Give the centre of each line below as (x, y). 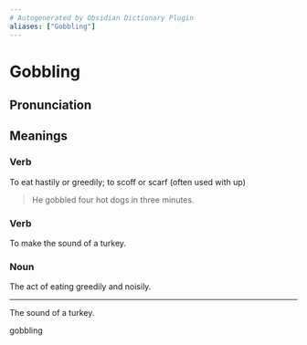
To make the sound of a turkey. (68, 244)
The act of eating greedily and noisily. (80, 287)
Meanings (39, 136)
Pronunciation (51, 105)
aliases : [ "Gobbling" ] (53, 26)
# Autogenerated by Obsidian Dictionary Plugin (102, 18)
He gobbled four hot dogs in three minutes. (113, 199)
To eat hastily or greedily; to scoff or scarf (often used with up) (128, 182)
